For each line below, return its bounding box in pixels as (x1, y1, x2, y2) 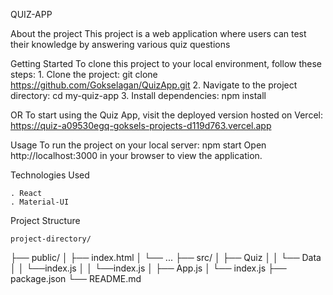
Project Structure (10, 215, 81, 226)
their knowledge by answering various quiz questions (10, 39, 231, 50)
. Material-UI (10, 197, 70, 207)
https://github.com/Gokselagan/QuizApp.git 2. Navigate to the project (10, 79, 298, 91)
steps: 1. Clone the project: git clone (10, 69, 158, 80)
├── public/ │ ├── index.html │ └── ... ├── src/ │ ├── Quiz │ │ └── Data (10, 252, 322, 263)
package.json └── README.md (10, 273, 142, 284)
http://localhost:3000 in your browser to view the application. (10, 150, 263, 161)
